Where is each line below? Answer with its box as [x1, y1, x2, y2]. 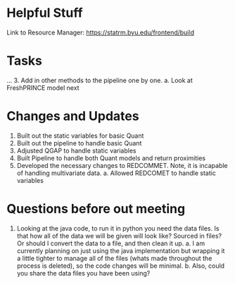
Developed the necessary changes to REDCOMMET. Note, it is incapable [16, 161, 228, 169]
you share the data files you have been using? [16, 269, 151, 277]
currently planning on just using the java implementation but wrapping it [16, 246, 225, 254]
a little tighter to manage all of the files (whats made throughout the [16, 254, 212, 262]
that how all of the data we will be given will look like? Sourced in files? [16, 231, 222, 240]
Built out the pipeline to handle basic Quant [16, 138, 142, 147]
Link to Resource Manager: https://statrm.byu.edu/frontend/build [6, 28, 195, 37]
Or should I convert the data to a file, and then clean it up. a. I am [16, 239, 205, 247]
